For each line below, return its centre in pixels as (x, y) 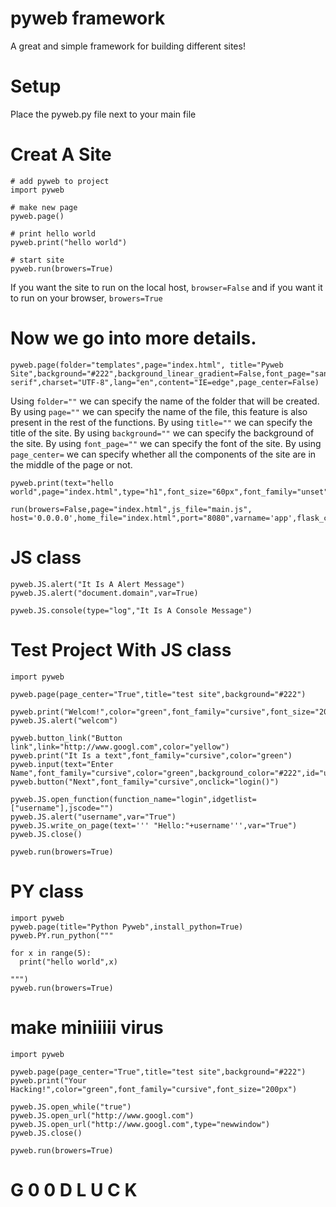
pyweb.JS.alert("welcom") (64, 720)
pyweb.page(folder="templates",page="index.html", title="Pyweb (147, 365)
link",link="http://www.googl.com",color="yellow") (120, 747)
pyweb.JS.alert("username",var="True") (93, 817)
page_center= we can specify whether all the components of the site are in (163, 454)
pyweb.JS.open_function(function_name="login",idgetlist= (133, 799)
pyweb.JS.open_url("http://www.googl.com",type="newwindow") (140, 1124)
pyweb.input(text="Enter (62, 764)
